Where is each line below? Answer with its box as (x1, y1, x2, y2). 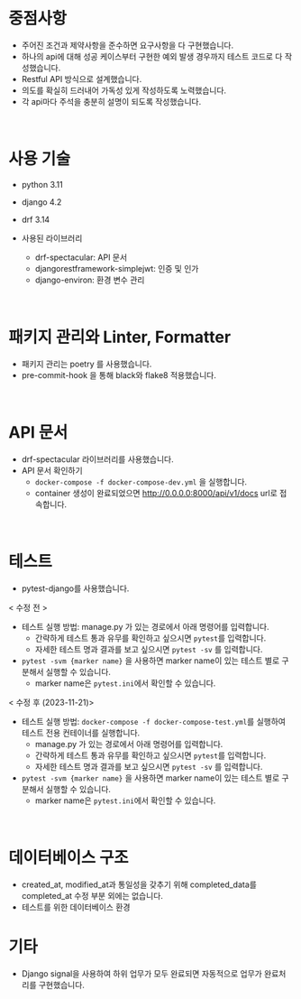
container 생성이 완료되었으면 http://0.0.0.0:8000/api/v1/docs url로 (34, 487, 278, 498)
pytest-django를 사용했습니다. (21, 583, 130, 594)
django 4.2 (21, 196, 62, 208)
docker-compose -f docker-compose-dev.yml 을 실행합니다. (34, 476, 248, 487)
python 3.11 (21, 179, 64, 190)
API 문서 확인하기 (21, 465, 83, 476)
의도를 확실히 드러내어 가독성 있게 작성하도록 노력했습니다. (21, 85, 227, 96)
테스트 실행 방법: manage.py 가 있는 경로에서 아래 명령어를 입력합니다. (21, 621, 269, 632)
